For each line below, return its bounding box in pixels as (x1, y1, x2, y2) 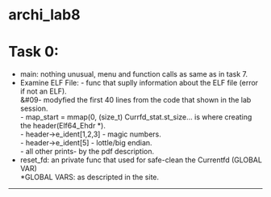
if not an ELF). (19, 86, 67, 96)
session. (19, 103, 48, 114)
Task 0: (8, 43, 59, 61)
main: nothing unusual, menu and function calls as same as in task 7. (19, 69, 248, 79)
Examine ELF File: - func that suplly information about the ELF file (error (19, 78, 259, 88)
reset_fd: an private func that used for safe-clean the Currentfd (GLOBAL (19, 155, 262, 165)
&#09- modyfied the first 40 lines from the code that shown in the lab (19, 95, 252, 105)
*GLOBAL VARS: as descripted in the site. (19, 172, 160, 182)
